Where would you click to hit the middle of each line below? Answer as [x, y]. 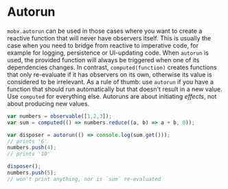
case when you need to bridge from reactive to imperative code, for [103, 45]
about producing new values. [48, 103]
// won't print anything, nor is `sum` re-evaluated [84, 179]
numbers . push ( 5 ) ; [32, 173]
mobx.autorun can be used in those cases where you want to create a [105, 31]
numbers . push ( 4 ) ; [32, 148]
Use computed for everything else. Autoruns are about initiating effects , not [112, 96]
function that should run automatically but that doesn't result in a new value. [115, 89]
